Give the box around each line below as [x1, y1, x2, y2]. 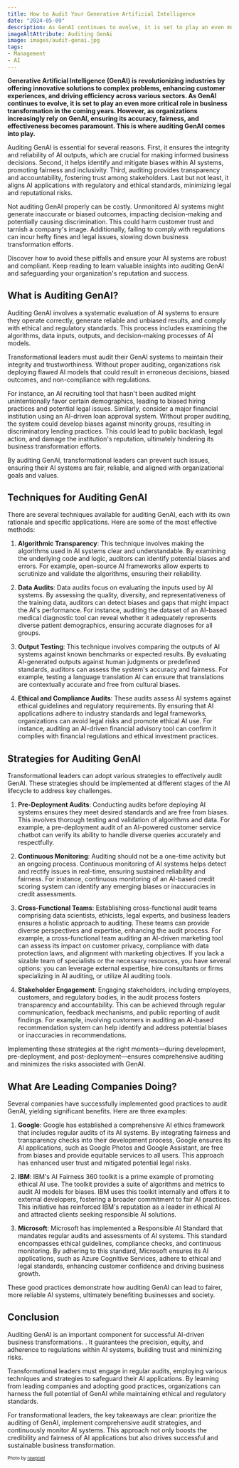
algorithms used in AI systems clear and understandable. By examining [17, 547, 226, 555]
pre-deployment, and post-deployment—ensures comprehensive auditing [7, 1052, 224, 1061]
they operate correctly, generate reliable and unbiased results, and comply [7, 316, 226, 325]
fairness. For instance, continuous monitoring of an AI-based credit [17, 875, 215, 884]
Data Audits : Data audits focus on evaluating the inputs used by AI [17, 583, 213, 592]
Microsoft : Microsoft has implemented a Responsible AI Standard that [17, 1224, 223, 1232]
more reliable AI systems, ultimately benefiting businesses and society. [7, 1291, 216, 1299]
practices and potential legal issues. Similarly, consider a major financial [7, 404, 218, 413]
